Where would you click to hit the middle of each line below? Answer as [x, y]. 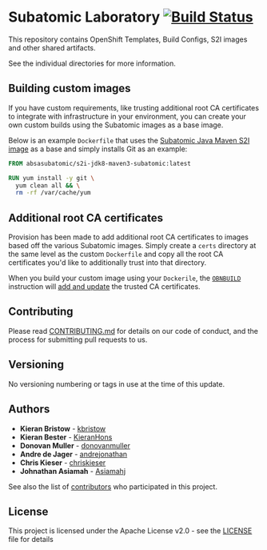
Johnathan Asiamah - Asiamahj [73, 471]
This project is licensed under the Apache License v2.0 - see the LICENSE [130, 531]
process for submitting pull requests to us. [78, 339]
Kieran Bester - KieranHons [66, 437]
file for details [31, 540]
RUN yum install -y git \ [51, 178]
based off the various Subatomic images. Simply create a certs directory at [132, 246]
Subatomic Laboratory [84, 17]
